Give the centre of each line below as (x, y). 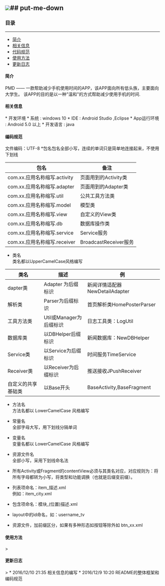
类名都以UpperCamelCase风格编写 (47, 261)
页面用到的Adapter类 (104, 187)
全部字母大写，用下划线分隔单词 (44, 427)
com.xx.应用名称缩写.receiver (41, 242)
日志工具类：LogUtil (110, 321)
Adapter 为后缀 (61, 284)
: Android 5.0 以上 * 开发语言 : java (40, 125)
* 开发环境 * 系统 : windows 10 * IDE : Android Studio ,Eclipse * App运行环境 (82, 118)
